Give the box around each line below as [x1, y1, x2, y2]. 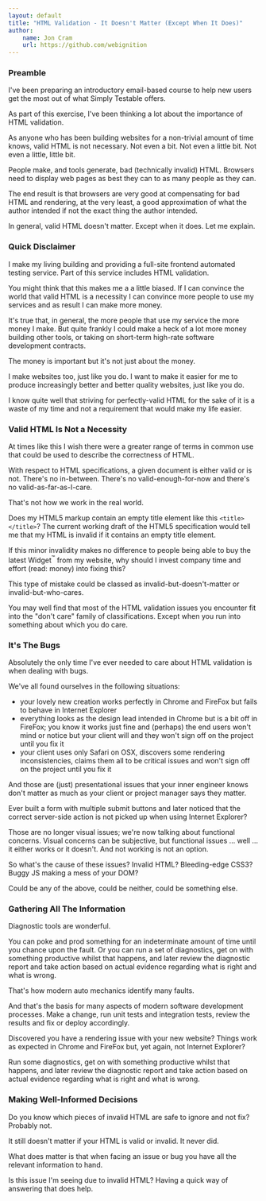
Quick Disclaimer [8, 241, 76, 253]
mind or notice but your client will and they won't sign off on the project [19, 730, 254, 740]
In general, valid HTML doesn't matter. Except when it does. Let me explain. [8, 222, 256, 231]
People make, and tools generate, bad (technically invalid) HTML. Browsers [8, 165, 255, 175]
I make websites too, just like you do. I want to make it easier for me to [8, 371, 238, 381]
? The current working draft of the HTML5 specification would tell [37, 522, 251, 531]
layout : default [8, 11, 62, 20]
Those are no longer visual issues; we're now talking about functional [8, 827, 236, 836]
